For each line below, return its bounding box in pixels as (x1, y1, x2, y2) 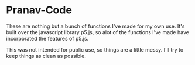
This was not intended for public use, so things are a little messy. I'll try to (6, 46, 184, 53)
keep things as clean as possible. (6, 52, 87, 59)
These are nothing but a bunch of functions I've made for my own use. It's (6, 23, 185, 30)
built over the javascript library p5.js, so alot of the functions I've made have (6, 28, 189, 35)
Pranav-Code (6, 3, 72, 17)
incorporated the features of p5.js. (6, 35, 89, 42)
